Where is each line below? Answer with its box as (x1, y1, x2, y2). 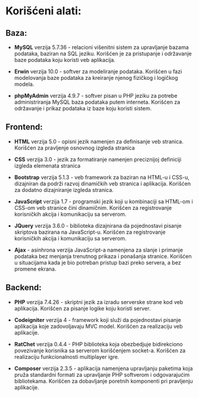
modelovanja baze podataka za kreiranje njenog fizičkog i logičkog (14, 75, 178, 81)
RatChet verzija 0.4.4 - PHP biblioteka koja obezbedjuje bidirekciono (14, 340, 183, 348)
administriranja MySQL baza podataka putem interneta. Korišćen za (14, 98, 181, 106)
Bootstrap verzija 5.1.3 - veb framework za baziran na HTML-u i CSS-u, (14, 173, 190, 181)
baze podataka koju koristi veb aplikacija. (14, 57, 116, 63)
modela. (14, 80, 35, 88)
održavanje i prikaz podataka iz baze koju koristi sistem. (14, 105, 152, 111)
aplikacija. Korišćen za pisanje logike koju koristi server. (14, 305, 151, 312)
